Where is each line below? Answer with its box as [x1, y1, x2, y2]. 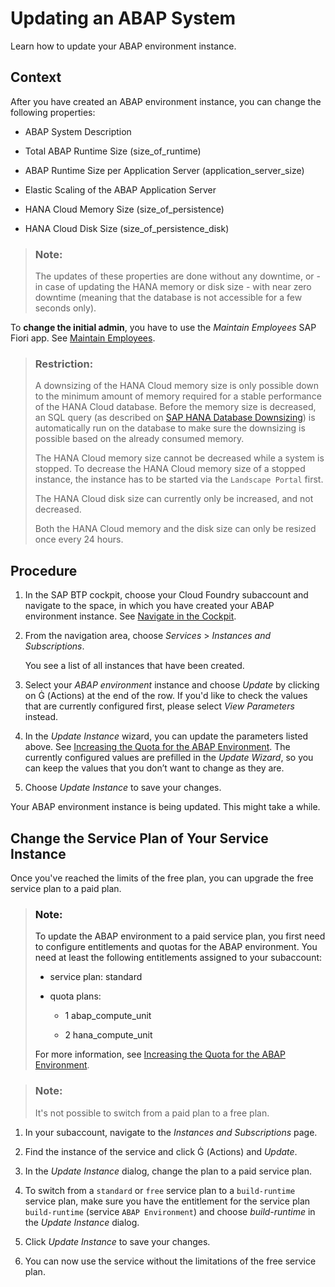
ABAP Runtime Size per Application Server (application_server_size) [24, 164, 305, 176]
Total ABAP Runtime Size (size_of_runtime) [24, 145, 202, 157]
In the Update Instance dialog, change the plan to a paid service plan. [24, 1165, 312, 1177]
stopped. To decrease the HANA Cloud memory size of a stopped [34, 463, 306, 475]
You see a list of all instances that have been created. [24, 660, 245, 672]
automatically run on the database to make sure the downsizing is [34, 422, 306, 434]
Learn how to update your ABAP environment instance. [10, 40, 237, 52]
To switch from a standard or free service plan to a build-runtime [24, 1184, 296, 1196]
